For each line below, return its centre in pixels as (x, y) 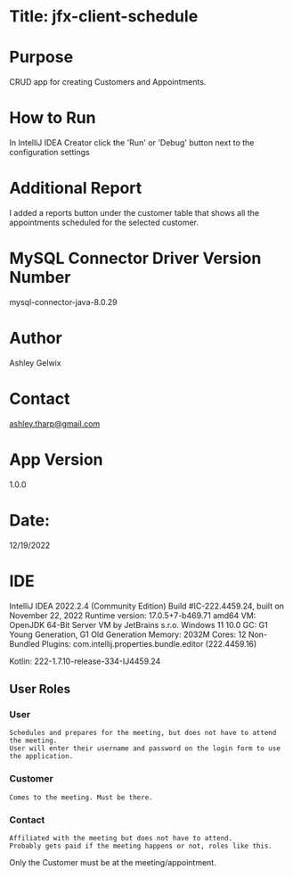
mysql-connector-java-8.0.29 (63, 302)
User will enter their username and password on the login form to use (145, 749)
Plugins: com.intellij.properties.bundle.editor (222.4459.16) (149, 643)
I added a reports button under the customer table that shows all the (134, 213)
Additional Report (76, 188)
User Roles (40, 689)
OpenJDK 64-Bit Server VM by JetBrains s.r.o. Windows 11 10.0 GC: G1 (139, 625)
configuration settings (50, 153)
